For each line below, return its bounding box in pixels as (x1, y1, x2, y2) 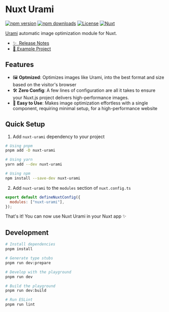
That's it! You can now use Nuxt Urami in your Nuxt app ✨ (5, 213, 127, 219)
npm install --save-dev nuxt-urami (5, 176, 81, 181)
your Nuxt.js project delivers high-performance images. (12, 94, 129, 100)
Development (5, 228, 49, 237)
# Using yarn (5, 157, 33, 162)
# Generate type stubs (5, 256, 53, 261)
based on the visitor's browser (12, 81, 77, 87)
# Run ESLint (5, 297, 33, 302)
